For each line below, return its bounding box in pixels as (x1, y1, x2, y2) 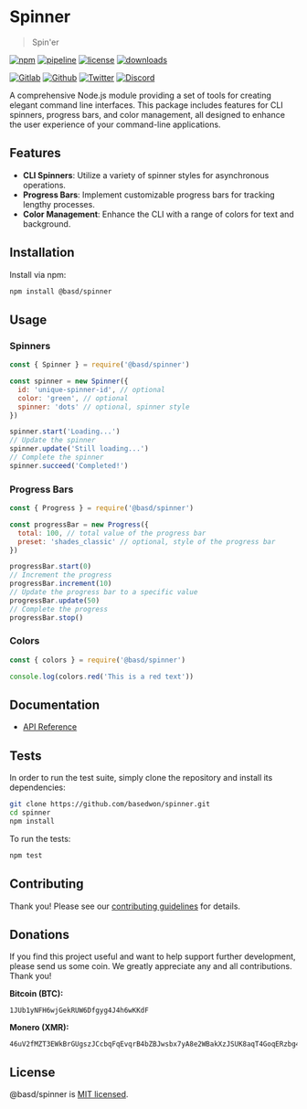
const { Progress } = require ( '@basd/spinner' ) (9, 504, 195, 513)
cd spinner (9, 808, 51, 817)
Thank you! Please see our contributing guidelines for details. (9, 901, 240, 912)
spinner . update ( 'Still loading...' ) (9, 444, 149, 453)
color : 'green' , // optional (17, 393, 129, 403)
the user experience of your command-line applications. (9, 119, 221, 130)
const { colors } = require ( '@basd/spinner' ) (9, 656, 185, 665)
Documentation (9, 697, 101, 712)
